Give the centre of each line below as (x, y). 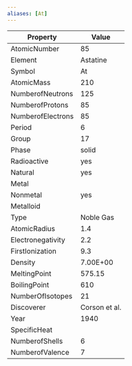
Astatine (94, 60)
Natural (22, 172)
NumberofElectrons (42, 116)
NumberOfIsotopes (42, 296)
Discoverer (28, 307)
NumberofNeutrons (42, 93)
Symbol (23, 71)
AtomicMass (31, 82)
